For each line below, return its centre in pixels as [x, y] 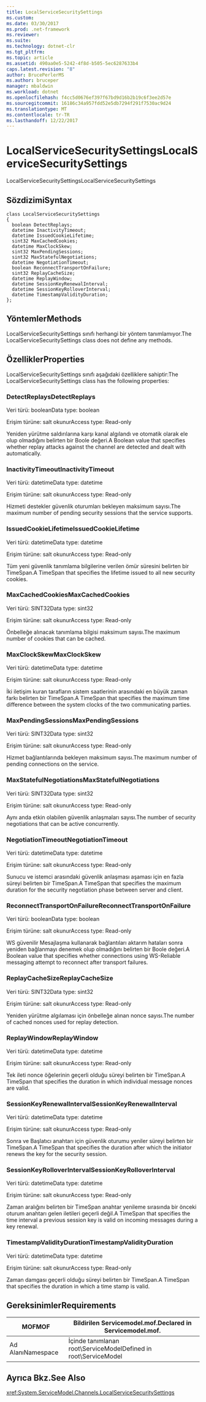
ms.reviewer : [23, 35]
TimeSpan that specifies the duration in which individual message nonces [100, 1081]
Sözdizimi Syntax [39, 200]
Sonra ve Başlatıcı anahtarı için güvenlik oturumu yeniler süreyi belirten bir [100, 1141]
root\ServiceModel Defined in [110, 1349]
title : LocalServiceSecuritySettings [55, 12]
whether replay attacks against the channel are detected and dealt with [96, 447]
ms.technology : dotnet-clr [41, 47]
